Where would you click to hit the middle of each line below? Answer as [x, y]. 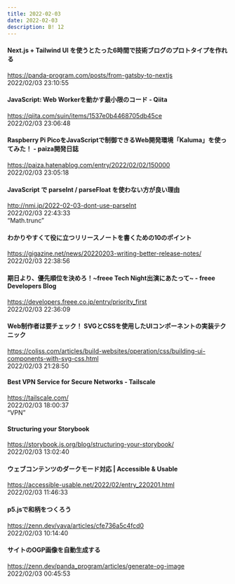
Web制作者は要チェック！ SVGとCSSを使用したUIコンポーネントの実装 [110, 326]
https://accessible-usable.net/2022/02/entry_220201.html [91, 485]
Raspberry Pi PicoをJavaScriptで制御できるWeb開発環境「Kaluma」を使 [114, 140]
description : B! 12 [36, 27]
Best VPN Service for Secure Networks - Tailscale [81, 382]
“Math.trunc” [26, 221]
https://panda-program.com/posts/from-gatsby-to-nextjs [90, 75]
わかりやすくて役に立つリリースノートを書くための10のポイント [100, 237]
